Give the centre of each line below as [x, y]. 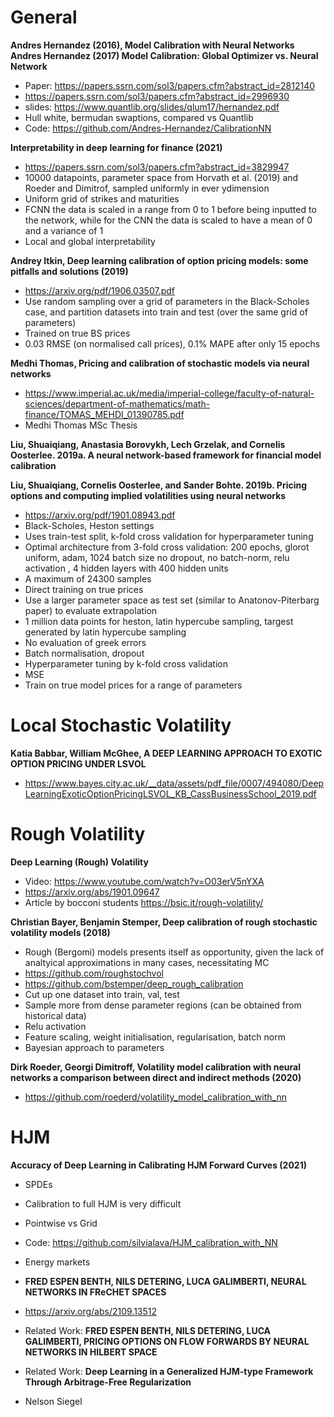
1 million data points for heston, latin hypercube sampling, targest [159, 621]
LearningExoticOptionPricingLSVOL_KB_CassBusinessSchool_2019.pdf [170, 793]
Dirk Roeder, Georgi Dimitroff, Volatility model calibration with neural [155, 1067]
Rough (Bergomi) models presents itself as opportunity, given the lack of [174, 952]
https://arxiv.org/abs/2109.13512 [91, 1311]
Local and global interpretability [90, 241]
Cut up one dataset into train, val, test [102, 994]
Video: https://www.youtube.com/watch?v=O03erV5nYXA [144, 881]
